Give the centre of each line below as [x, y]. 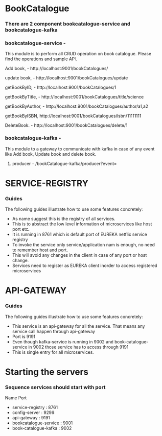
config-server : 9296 [33, 412]
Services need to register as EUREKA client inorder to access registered [85, 266]
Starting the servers [47, 372]
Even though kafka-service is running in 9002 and [63, 341]
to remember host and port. [40, 250]
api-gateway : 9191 [31, 418]
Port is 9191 [24, 337]
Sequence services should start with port [56, 387]
